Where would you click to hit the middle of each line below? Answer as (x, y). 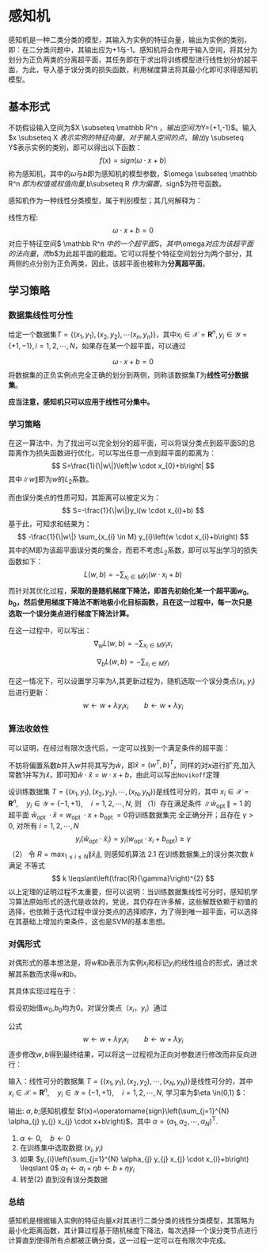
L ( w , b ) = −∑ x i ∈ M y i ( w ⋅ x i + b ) (133, 575)
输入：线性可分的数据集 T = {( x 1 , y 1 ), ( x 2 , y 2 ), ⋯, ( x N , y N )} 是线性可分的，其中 (131, 1082)
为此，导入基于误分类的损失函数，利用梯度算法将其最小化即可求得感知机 (140, 69)
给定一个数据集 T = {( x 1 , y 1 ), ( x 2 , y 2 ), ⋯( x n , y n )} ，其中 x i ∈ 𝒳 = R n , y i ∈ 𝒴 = (128, 335)
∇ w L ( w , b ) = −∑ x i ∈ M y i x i (133, 644)
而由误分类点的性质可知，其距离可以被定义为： (84, 497)
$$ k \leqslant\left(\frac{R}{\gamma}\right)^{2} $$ (133, 878)
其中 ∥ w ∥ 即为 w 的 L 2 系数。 (51, 480)
